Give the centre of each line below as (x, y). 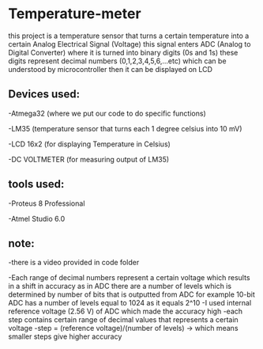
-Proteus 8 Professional (47, 203)
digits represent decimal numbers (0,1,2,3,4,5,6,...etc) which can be (117, 61)
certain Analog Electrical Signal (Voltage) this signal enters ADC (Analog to (130, 44)
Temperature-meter (75, 14)
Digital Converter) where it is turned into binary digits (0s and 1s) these (123, 52)
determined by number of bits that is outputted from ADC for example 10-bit (131, 294)
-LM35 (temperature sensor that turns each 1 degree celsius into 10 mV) (125, 128)
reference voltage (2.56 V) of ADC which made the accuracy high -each (126, 311)
